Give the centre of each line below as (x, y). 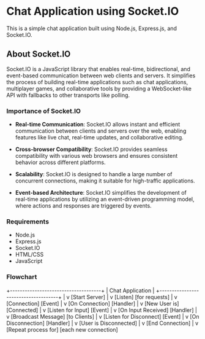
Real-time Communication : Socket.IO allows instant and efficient (98, 125)
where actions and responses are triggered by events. (83, 206)
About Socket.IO (39, 54)
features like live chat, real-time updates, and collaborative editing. (99, 138)
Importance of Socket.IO (44, 111)
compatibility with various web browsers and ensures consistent (96, 156)
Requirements (28, 221)
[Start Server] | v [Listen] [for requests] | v (124, 297)
